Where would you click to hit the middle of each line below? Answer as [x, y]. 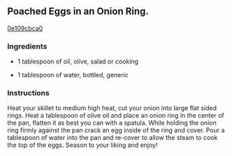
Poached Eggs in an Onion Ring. [78, 11]
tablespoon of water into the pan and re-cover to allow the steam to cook [113, 138]
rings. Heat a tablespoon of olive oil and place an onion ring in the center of [116, 116]
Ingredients [27, 46]
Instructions [29, 93]
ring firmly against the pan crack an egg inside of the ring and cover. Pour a [116, 130]
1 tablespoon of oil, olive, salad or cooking [78, 61]
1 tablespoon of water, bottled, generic [73, 75]
